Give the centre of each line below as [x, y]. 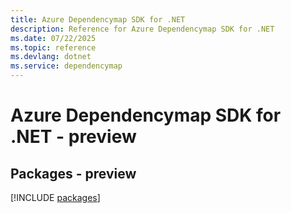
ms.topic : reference [53, 47]
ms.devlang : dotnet [51, 57]
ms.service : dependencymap [66, 66]
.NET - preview [73, 137]
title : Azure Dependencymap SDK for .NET [98, 19]
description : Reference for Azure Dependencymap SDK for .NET [142, 29]
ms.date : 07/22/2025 [53, 38]
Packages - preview [73, 173]
